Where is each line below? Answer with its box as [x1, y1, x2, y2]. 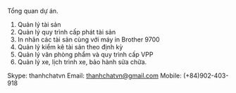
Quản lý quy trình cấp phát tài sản [17, 28, 116, 36]
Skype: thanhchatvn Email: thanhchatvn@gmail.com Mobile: [7, 71, 182, 80]
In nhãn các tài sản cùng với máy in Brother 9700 [17, 35, 160, 44]
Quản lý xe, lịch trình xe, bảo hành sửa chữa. [17, 58, 147, 66]
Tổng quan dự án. [7, 7, 58, 15]
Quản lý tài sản [17, 20, 61, 28]
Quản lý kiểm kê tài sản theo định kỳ [17, 43, 123, 51]
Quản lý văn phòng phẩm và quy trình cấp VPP [17, 50, 154, 58]
